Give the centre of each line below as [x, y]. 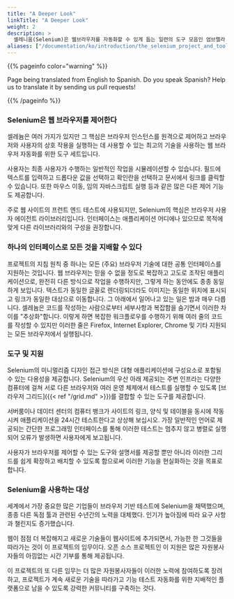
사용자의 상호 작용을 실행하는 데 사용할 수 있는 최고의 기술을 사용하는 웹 [117, 145]
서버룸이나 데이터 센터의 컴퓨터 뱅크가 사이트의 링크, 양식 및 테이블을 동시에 [109, 411]
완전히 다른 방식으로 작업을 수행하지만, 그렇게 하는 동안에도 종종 [125, 281]
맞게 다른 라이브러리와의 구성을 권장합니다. [65, 227]
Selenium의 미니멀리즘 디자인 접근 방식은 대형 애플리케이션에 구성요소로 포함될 [114, 370]
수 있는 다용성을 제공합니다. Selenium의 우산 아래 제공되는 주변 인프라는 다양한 [114, 379]
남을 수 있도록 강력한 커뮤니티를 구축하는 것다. [93, 589]
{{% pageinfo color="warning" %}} [57, 66]
